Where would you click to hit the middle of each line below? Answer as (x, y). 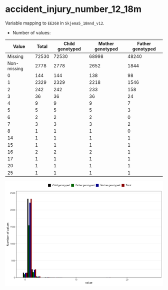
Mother (106, 44)
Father (144, 44)
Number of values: (31, 32)
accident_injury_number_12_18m (73, 9)
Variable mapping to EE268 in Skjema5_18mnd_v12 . (55, 23)
